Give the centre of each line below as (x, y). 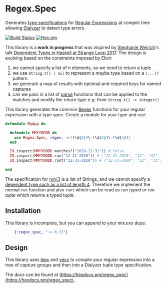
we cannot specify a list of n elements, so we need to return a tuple (82, 68)
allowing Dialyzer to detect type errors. (45, 28)
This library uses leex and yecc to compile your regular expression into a (80, 260)
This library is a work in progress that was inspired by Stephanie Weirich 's (82, 47)
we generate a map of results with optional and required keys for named (87, 84)
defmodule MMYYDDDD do (33, 133)
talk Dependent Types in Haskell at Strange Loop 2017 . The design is (76, 53)
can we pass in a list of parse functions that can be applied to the (80, 94)
